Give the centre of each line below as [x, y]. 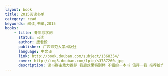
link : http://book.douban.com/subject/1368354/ [69, 56]
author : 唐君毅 [33, 42]
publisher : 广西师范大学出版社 [47, 47]
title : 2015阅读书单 [25, 14]
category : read [21, 19]
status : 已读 [31, 38]
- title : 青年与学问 [34, 33]
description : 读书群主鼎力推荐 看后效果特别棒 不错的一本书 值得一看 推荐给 [89, 65]
